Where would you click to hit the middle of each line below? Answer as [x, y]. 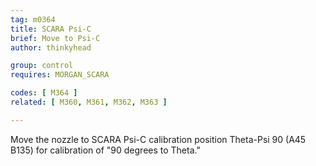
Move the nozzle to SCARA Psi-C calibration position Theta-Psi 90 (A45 [158, 139]
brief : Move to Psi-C [55, 38]
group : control [42, 66]
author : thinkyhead [51, 47]
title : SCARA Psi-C [51, 29]
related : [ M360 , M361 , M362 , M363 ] [89, 102]
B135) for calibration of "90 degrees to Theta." [105, 150]
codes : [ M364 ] [44, 93]
